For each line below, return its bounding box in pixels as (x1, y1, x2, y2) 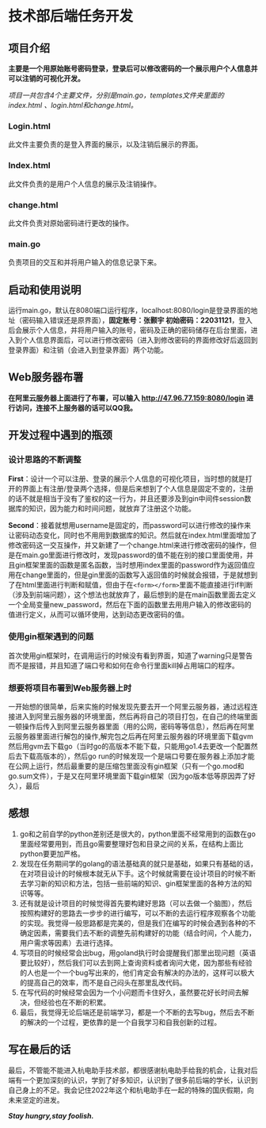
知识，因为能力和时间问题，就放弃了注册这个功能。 (28, 503, 196, 513)
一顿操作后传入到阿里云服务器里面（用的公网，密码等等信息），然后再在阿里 (8, 722, 255, 732)
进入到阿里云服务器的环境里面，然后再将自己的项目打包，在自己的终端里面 (14, 712, 258, 721)
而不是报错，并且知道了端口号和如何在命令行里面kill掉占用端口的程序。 (8, 660, 239, 670)
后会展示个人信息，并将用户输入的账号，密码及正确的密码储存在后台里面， (8, 326, 251, 335)
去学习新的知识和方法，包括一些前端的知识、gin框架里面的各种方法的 (19, 878, 245, 888)
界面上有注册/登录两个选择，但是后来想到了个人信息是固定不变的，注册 (21, 484, 254, 493)
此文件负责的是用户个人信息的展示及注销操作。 (8, 179, 161, 189)
